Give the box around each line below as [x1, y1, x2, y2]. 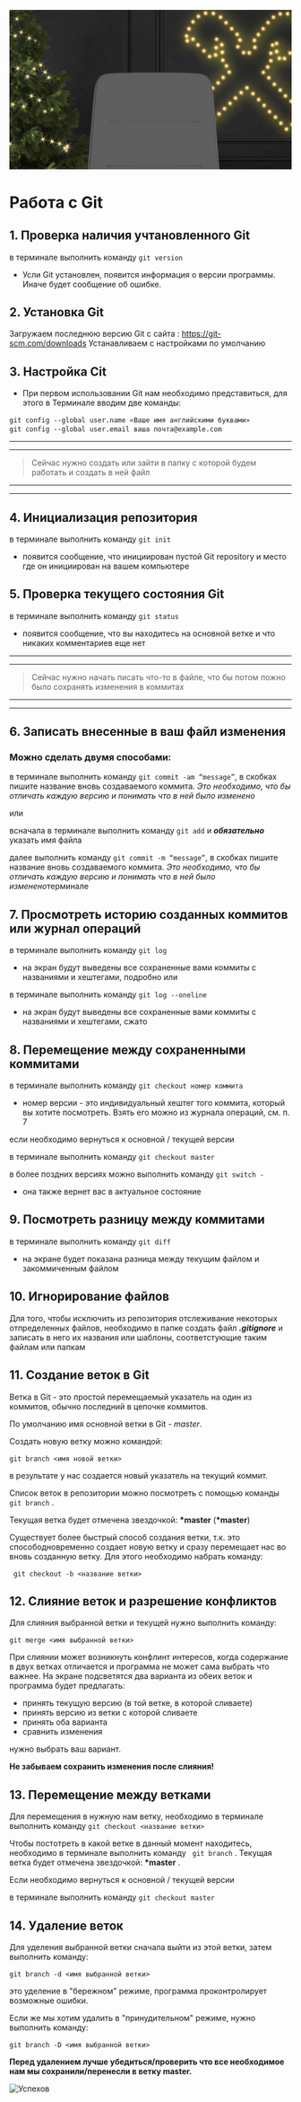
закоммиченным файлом [21, 1263, 119, 1274]
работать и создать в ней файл [30, 467, 150, 478]
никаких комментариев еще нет [21, 637, 146, 648]
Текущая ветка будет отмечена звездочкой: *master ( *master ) [9, 1515, 251, 1525]
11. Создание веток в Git [9, 1367, 150, 1383]
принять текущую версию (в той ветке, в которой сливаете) [21, 1698, 254, 1709]
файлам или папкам [9, 1341, 86, 1352]
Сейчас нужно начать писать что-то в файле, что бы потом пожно [30, 671, 287, 683]
